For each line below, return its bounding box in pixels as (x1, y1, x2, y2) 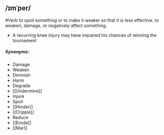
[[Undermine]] (12, 88, 42, 94)
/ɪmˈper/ (5, 4, 31, 12)
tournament (12, 37, 36, 43)
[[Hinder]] (12, 104, 33, 110)
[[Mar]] (12, 125, 27, 131)
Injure (12, 93, 24, 99)
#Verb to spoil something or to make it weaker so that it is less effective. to (5, 17, 159, 23)
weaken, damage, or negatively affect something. (5, 22, 107, 28)
